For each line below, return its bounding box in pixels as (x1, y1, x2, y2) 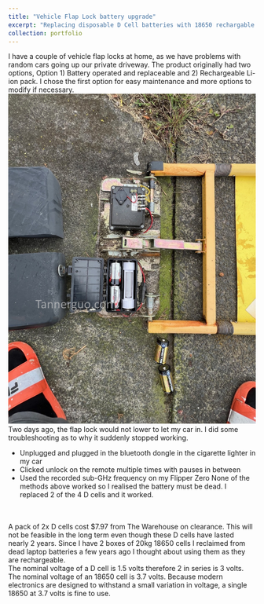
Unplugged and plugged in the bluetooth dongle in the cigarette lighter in (19, 448, 256, 458)
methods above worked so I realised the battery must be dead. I (19, 481, 227, 491)
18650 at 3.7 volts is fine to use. (8, 589, 112, 599)
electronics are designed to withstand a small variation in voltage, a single (8, 580, 247, 590)
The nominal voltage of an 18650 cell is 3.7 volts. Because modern (8, 572, 223, 581)
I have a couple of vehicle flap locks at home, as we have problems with (8, 52, 241, 61)
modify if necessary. (8, 85, 75, 94)
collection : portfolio (8, 29, 82, 37)
